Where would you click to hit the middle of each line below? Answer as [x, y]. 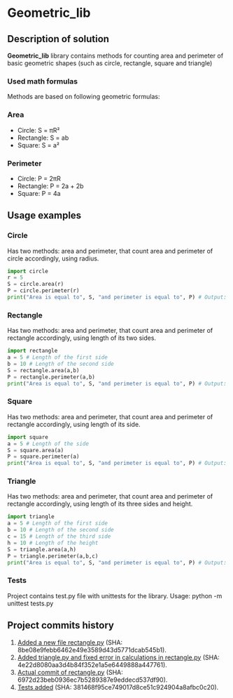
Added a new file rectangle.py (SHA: [70, 642]
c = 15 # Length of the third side [59, 536]
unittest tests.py [30, 603]
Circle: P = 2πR [39, 178]
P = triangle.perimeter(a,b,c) [53, 556]
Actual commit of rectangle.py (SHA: [70, 672]
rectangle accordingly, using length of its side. [74, 424]
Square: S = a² [38, 145]
